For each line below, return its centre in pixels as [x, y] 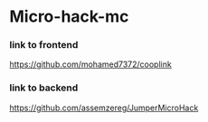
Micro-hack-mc [69, 17]
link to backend [44, 88]
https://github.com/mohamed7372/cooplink [90, 64]
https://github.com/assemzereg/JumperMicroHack [104, 108]
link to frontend [44, 45]
